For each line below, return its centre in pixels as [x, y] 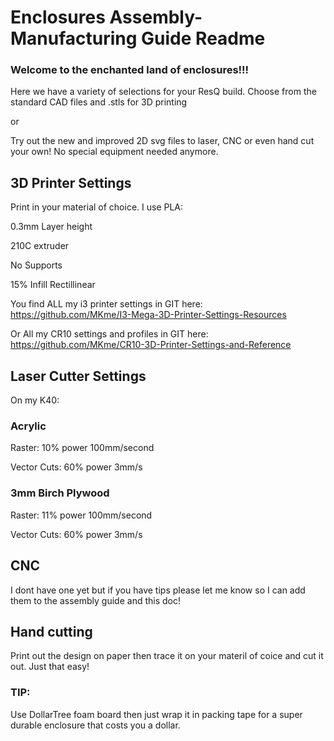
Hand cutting [51, 631]
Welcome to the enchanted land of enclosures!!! [130, 70]
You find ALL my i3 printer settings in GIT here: [106, 304]
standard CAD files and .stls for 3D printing [99, 102]
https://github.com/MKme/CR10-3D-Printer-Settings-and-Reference [151, 345]
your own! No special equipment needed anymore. [114, 152]
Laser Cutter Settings [78, 376]
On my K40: [35, 400]
